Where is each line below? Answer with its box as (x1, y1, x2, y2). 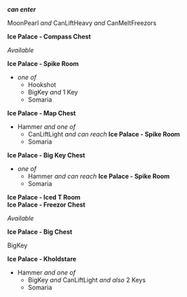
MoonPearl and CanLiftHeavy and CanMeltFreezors (7, 19, 157, 27)
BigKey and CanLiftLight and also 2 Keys (27, 276, 146, 284)
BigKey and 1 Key (27, 88, 78, 96)
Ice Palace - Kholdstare (7, 255, 77, 263)
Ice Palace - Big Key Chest (7, 151, 85, 159)
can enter (7, 6, 36, 13)
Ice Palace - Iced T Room (7, 193, 81, 201)
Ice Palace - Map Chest (7, 109, 76, 117)
